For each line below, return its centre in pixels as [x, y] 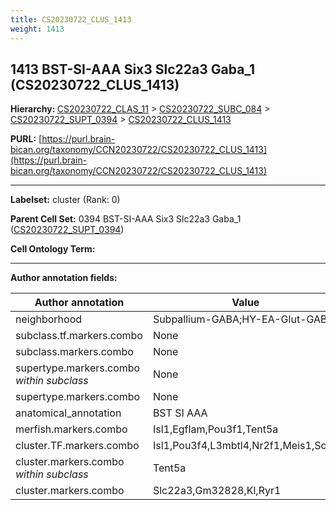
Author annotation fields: [64, 278]
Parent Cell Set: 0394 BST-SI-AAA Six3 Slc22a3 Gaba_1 [126, 219]
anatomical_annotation [68, 413]
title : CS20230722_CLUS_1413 [71, 19]
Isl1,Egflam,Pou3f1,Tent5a [215, 429]
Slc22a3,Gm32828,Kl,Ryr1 [217, 491]
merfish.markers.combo [71, 429]
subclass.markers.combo [74, 352]
